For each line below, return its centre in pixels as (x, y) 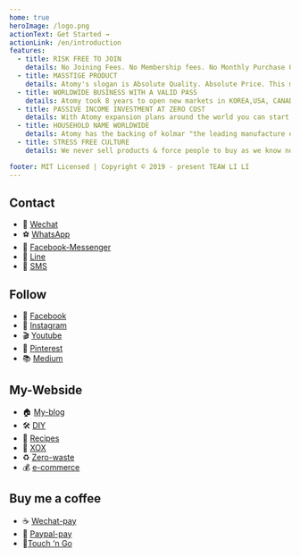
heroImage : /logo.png (50, 26)
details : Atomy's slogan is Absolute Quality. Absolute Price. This (155, 84)
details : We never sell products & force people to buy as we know (153, 150)
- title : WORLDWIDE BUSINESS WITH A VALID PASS (108, 92)
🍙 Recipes (41, 438)
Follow (28, 295)
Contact (32, 203)
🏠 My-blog (43, 411)
